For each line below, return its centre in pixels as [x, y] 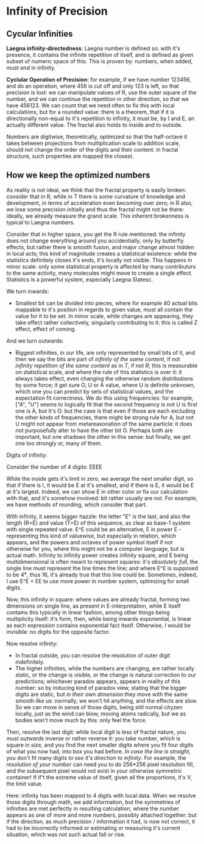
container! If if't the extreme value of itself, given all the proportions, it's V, [99, 777]
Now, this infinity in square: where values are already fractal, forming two [98, 599]
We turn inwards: [28, 291]
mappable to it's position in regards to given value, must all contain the [104, 310]
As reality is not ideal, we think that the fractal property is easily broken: [97, 190]
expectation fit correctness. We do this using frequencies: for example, [104, 398]
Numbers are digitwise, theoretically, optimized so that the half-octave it [97, 137]
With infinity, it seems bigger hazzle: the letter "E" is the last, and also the [98, 516]
